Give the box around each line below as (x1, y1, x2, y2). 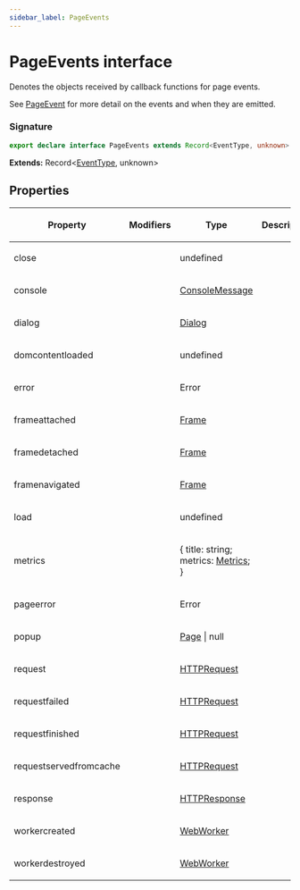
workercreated (13, 824, 76, 836)
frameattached (13, 413, 76, 425)
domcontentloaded (13, 348, 94, 361)
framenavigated (13, 478, 80, 491)
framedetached (13, 446, 79, 458)
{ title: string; (179, 542, 233, 555)
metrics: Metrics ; (179, 554, 251, 567)
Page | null (179, 630, 225, 642)
